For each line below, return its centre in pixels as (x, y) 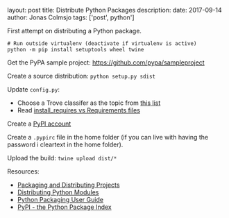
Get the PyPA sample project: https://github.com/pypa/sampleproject (106, 62)
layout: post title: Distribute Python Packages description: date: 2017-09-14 (114, 10)
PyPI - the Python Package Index (65, 207)
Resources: (23, 171)
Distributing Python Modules (58, 192)
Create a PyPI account (39, 124)
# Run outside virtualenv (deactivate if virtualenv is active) (102, 44)
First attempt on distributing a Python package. (75, 31)
